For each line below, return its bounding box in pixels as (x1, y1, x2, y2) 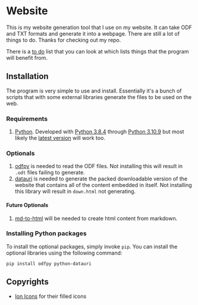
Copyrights (6, 277, 49, 287)
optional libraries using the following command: (6, 249, 122, 256)
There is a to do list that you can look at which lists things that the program (6, 47, 189, 55)
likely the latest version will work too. (14, 135, 106, 142)
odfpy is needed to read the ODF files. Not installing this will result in (14, 163, 183, 170)
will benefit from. (6, 54, 48, 61)
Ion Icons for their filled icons (14, 293, 87, 300)
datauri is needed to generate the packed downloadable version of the (14, 175, 188, 182)
